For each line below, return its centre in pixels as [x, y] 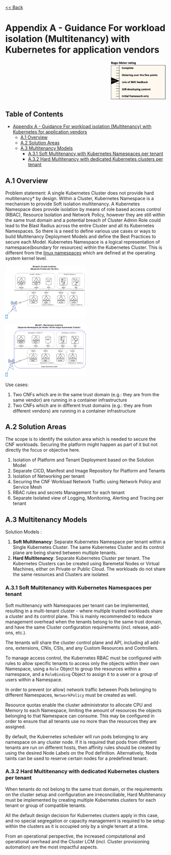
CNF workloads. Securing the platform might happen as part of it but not [81, 444]
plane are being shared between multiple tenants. [65, 553]
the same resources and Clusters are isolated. [61, 574]
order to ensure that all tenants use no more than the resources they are [81, 721]
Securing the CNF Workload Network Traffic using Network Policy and [87, 482]
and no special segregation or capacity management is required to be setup [85, 821]
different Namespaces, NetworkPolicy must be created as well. [71, 695]
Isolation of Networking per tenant [49, 476]
